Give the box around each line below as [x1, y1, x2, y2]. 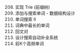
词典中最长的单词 [15, 22, 50, 28]
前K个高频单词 [15, 41, 44, 46]
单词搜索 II [15, 17, 36, 22]
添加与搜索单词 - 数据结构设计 [15, 10, 76, 16]
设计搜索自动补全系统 [15, 34, 58, 40]
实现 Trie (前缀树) [15, 4, 50, 10]
